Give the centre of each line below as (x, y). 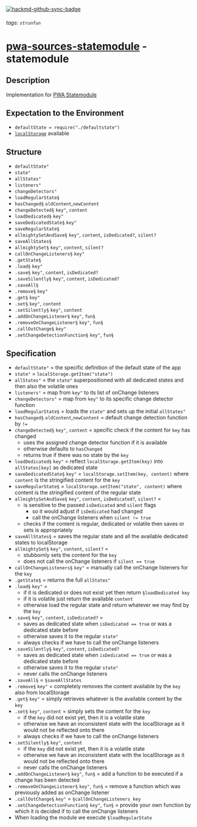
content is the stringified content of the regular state (78, 493)
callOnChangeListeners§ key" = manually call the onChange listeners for (101, 568)
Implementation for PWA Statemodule (52, 95)
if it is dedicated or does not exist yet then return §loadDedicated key (106, 593)
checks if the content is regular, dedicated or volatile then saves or (104, 524)
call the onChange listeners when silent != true (91, 518)
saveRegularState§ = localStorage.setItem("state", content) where (98, 486)
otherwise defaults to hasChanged (63, 449)
